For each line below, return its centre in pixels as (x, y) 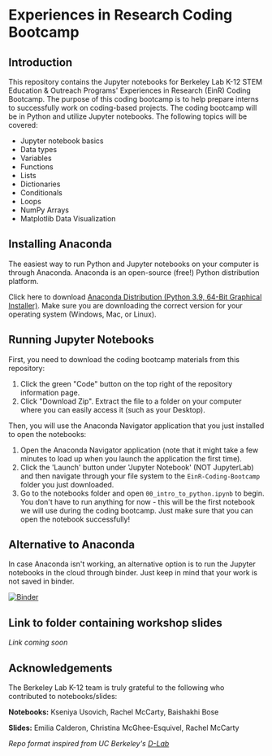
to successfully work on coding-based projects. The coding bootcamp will (133, 108)
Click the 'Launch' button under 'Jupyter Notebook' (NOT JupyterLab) (137, 467)
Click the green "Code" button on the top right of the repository (126, 383)
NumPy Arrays (44, 210)
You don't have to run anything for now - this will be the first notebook (138, 501)
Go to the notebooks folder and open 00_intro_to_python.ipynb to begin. (142, 493)
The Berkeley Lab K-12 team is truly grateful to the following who (117, 688)
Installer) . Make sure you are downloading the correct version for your (126, 305)
